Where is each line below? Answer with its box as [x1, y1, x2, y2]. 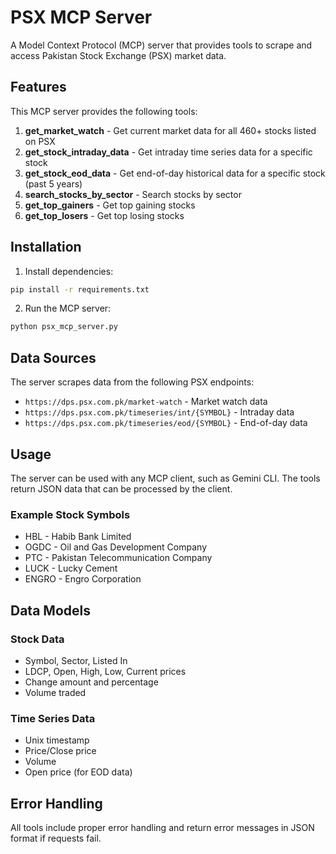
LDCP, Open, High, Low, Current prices [24, 665, 187, 677]
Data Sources [10, 349, 97, 366]
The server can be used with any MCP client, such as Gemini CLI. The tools [10, 472, 321, 484]
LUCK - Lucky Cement [24, 562, 118, 575]
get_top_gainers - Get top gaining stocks [24, 199, 196, 211]
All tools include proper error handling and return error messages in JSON [10, 822, 315, 834]
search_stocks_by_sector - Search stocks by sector [24, 188, 242, 200]
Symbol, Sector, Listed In [24, 654, 128, 666]
